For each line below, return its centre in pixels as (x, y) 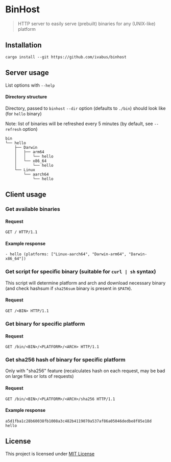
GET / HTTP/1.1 (21, 232)
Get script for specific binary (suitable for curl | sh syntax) (81, 272)
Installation (23, 45)
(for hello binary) (23, 113)
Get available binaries (33, 209)
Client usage (26, 195)
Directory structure (26, 97)
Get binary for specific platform (45, 324)
